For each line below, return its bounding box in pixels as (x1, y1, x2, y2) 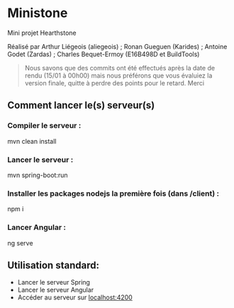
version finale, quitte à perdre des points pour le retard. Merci (24, 78, 205, 87)
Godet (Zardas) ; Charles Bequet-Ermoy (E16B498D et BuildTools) (7, 50, 200, 58)
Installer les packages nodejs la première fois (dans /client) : (7, 188, 220, 198)
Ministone (7, 5, 68, 21)
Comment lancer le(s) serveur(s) (7, 100, 155, 112)
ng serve (7, 238, 33, 247)
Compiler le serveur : (7, 121, 82, 131)
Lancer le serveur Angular (17, 286, 94, 294)
